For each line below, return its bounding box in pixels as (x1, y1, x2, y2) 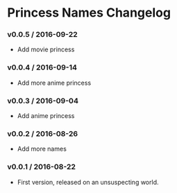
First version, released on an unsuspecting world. (17, 178, 159, 186)
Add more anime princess (17, 78, 92, 87)
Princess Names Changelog (7, 5, 171, 21)
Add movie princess (17, 45, 75, 53)
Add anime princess (17, 112, 75, 120)
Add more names (17, 144, 67, 153)
